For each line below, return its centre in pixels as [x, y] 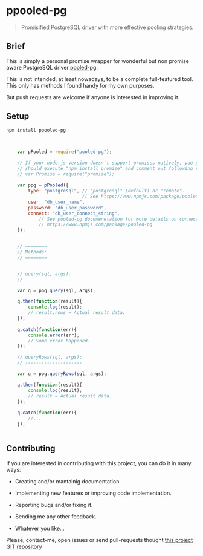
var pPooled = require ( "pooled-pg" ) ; [65, 152]
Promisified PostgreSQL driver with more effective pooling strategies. [107, 27]
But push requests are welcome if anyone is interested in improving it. [93, 97]
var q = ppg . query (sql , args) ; [56, 290]
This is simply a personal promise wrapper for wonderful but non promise [98, 61]
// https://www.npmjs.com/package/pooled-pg [95, 224]
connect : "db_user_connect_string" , [74, 213]
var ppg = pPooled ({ [43, 185]
